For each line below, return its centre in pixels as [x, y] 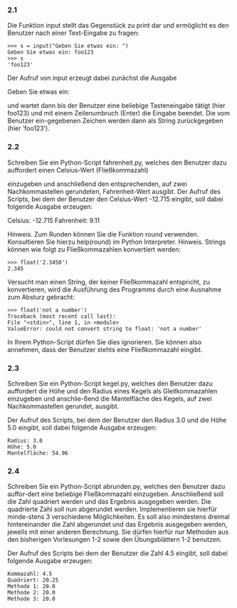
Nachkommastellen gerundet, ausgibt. [63, 406]
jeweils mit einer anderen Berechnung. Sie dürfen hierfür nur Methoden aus [118, 532]
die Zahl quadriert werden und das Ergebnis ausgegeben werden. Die [109, 502]
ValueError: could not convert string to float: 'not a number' [105, 329]
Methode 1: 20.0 [31, 587]
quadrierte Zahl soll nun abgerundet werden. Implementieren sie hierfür [112, 509]
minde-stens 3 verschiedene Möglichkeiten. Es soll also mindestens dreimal [118, 517]
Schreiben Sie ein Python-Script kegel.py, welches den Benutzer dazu [110, 383]
